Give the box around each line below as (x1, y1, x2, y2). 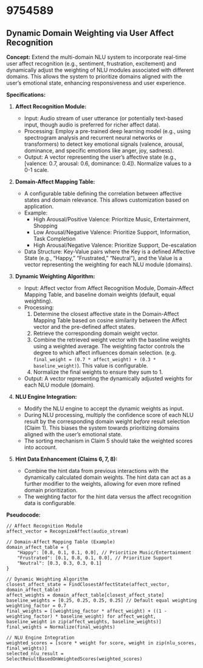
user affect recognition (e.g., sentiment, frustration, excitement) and (6, 60, 176, 67)
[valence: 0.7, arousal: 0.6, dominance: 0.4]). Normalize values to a (24, 160, 191, 167)
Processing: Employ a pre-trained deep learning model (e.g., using (24, 128, 191, 134)
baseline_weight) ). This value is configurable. (33, 362, 148, 369)
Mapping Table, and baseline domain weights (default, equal (24, 291, 176, 298)
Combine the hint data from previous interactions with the (24, 467, 169, 474)
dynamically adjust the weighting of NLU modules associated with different (6, 66, 194, 74)
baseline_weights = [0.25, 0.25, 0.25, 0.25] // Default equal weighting (6, 597, 198, 604)
